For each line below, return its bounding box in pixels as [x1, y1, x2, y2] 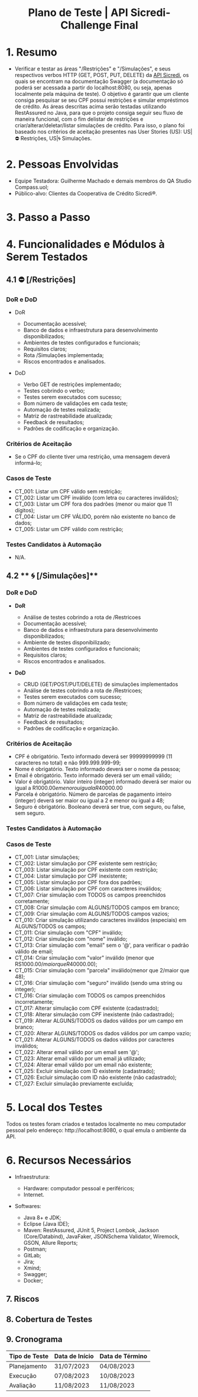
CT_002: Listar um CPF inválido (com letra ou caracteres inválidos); [14, 494, 179, 501]
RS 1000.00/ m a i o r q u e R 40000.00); [14, 961, 98, 968]
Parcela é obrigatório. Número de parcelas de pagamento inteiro [14, 791, 172, 798]
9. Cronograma [6, 1334, 63, 1344]
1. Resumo [6, 46, 57, 59]
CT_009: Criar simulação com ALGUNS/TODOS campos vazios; [14, 910, 170, 917]
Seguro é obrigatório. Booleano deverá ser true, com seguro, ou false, [14, 803, 186, 810]
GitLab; [23, 1252, 41, 1259]
